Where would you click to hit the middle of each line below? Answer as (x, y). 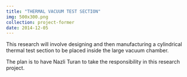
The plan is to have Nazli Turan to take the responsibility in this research (93, 62)
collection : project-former (40, 22)
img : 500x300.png (27, 17)
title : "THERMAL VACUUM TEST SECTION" (53, 11)
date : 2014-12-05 (27, 28)
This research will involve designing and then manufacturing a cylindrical (94, 44)
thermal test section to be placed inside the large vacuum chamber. (87, 51)
